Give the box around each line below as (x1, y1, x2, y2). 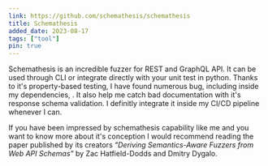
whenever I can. (8, 107, 63, 117)
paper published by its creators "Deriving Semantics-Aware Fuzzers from (8, 140, 254, 150)
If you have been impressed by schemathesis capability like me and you (8, 123, 249, 133)
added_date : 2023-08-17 (8, 27, 89, 35)
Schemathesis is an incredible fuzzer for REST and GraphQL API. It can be (8, 64, 257, 74)
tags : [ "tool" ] (8, 34, 60, 43)
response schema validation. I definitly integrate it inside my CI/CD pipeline (8, 99, 260, 109)
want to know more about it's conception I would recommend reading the (8, 131, 254, 142)
